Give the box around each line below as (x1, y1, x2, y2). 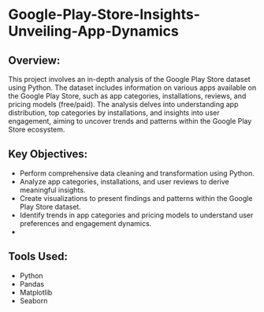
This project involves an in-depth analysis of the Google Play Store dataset (8, 75, 251, 84)
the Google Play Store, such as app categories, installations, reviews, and (8, 91, 247, 100)
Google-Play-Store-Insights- (8, 6, 201, 24)
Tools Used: (8, 250, 69, 263)
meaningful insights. (19, 185, 86, 195)
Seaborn (19, 295, 48, 305)
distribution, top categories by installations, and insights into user (8, 108, 220, 117)
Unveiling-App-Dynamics (8, 22, 179, 40)
